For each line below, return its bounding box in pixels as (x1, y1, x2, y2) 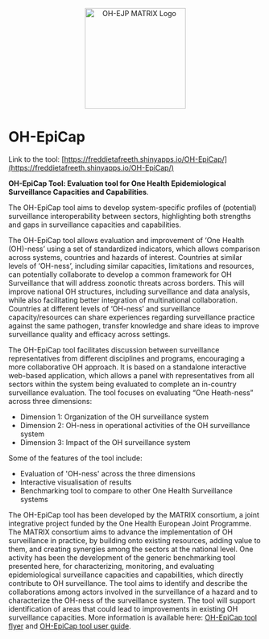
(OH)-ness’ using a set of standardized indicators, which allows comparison (8, 244, 260, 254)
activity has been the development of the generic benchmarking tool (8, 552, 236, 563)
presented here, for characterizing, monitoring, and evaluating (8, 561, 215, 571)
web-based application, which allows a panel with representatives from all (8, 370, 255, 380)
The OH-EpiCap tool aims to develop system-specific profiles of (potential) (8, 202, 257, 212)
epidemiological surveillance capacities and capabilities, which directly (8, 570, 244, 579)
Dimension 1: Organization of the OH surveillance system (19, 411, 209, 422)
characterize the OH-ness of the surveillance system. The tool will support (8, 596, 256, 605)
